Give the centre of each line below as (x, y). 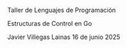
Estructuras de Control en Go (50, 23)
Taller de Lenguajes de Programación (62, 10)
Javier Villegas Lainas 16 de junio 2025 (64, 37)
